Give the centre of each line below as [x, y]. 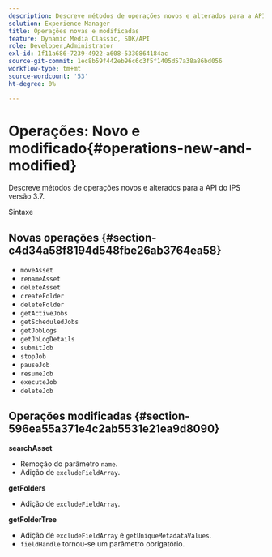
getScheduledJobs [49, 322]
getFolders [27, 488]
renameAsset [40, 279]
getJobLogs [38, 331]
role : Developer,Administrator [61, 46]
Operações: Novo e [74, 131]
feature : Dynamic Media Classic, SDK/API [79, 39]
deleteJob [37, 391]
